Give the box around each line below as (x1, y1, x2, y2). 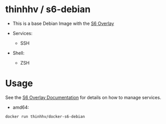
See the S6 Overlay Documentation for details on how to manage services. (5, 94, 161, 100)
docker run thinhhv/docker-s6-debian (5, 114, 85, 119)
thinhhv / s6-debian (5, 4, 91, 15)
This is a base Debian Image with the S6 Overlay (12, 20, 114, 26)
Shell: (12, 50, 25, 56)
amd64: (12, 104, 29, 110)
